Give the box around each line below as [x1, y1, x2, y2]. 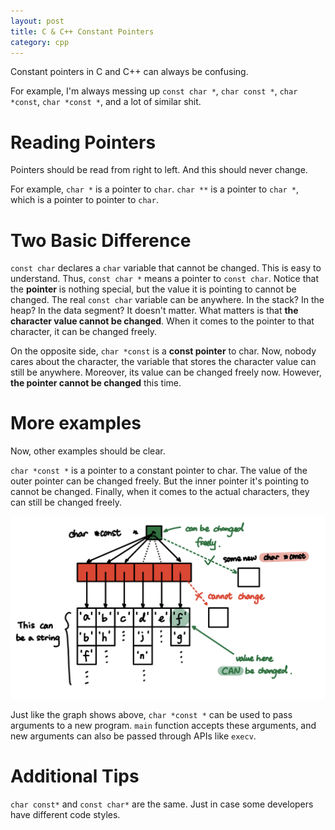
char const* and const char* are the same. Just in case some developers [10, 798, 314, 810]
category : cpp [10, 37, 70, 47]
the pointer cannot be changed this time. [10, 377, 182, 389]
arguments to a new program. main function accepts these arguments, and [10, 719, 317, 731]
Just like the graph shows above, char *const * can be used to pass [10, 708, 293, 720]
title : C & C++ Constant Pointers [10, 26, 155, 37]
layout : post [10, 16, 65, 26]
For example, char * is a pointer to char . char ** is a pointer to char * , [10, 183, 300, 195]
